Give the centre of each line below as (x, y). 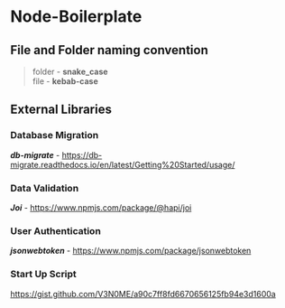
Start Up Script (44, 275)
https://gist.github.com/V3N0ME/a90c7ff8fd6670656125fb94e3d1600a (143, 294)
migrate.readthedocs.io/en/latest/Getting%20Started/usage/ (123, 164)
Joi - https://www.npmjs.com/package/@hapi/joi (101, 207)
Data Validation (45, 188)
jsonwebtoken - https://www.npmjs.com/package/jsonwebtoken (131, 251)
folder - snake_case (70, 71)
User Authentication (56, 230)
